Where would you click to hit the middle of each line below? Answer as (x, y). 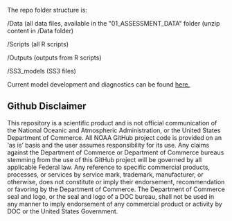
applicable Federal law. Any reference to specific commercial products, (109, 167)
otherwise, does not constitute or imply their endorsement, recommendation (116, 182)
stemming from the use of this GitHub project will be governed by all (105, 159)
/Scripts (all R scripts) (38, 44)
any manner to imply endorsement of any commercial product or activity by (115, 204)
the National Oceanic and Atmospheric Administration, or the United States (114, 130)
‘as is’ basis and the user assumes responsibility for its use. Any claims (108, 145)
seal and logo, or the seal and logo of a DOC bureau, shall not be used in (111, 196)
